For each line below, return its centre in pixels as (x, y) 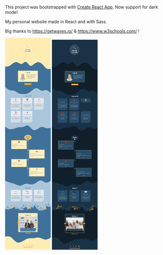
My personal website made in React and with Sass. (56, 22)
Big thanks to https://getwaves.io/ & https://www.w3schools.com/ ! (72, 31)
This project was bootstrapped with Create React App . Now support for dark (81, 7)
